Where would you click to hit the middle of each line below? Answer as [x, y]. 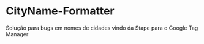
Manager [17, 34]
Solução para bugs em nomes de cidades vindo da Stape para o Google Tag [102, 28]
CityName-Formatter [60, 11]
